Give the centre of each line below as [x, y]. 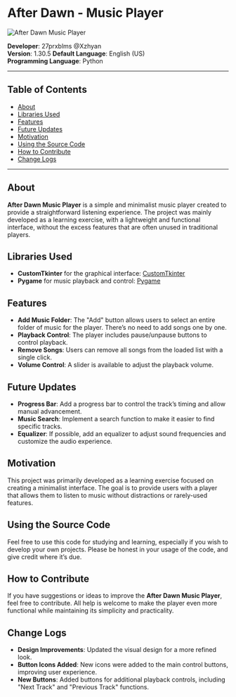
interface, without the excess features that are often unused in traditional [113, 227]
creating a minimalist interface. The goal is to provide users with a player [112, 487]
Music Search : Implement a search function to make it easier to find [116, 419]
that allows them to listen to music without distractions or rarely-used [107, 495]
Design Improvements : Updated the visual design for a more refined [117, 650]
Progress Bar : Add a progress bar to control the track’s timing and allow [122, 404]
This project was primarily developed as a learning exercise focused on [111, 480]
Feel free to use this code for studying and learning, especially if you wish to [118, 542]
